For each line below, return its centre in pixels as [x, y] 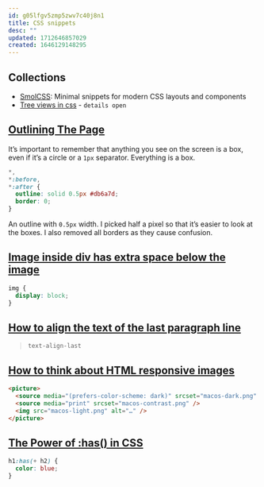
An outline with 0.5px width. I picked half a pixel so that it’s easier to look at [131, 224]
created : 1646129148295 [48, 45]
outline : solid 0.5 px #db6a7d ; [67, 194]
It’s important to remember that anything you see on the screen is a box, [126, 149]
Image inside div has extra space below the [117, 258]
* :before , [25, 180]
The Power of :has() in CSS [76, 443]
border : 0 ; [33, 202]
